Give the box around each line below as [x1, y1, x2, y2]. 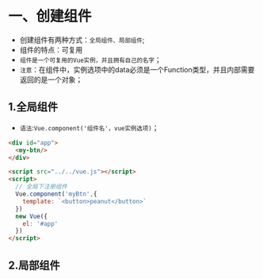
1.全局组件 [8, 100, 59, 114]
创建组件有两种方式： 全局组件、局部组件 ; [19, 35, 145, 45]
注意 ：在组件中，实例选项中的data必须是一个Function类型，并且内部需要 [19, 64, 255, 74]
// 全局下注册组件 [15, 183, 68, 191]
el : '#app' [22, 219, 59, 227]
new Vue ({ [15, 212, 48, 220]
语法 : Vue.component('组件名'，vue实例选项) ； [19, 122, 159, 132]
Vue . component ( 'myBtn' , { [15, 190, 97, 198]
